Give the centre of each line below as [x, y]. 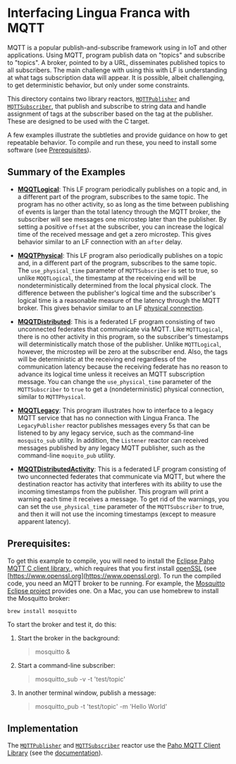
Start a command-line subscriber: [66, 665]
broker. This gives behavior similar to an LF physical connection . [111, 308]
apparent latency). [44, 521]
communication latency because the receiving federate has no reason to [123, 366]
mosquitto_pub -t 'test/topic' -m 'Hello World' [101, 706]
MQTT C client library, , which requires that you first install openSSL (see [112, 568]
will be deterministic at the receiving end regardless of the [102, 359]
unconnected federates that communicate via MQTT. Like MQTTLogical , [120, 329]
